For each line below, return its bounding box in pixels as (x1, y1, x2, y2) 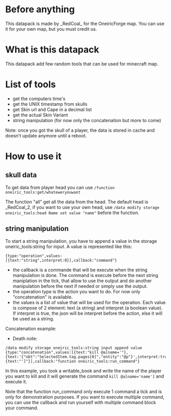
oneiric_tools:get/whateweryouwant (5, 190, 81, 195)
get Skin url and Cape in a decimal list (12, 106, 92, 112)
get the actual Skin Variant (12, 111, 68, 118)
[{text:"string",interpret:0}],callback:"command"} (5, 258, 117, 263)
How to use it (5, 151, 62, 162)
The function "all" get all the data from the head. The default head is (5, 198, 149, 205)
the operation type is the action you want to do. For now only (12, 288, 141, 294)
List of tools (5, 79, 56, 90)
